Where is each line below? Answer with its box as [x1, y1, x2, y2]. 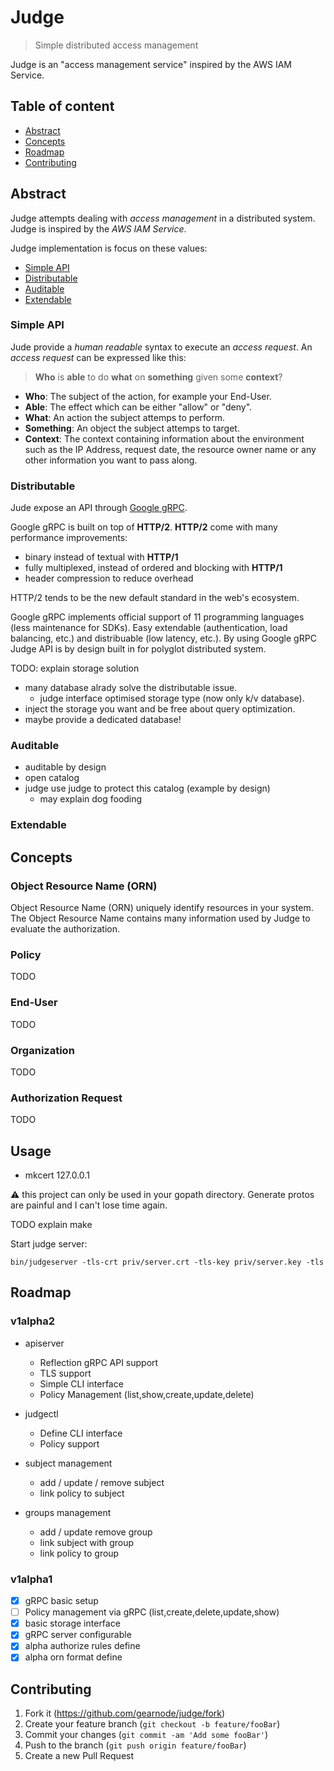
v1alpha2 [10, 1314, 56, 1328]
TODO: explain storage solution [10, 662, 140, 675]
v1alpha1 [10, 1572, 53, 1586]
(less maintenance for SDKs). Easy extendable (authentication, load [10, 622, 288, 634]
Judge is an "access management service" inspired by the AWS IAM [10, 58, 292, 70]
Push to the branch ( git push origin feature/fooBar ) [24, 1739, 247, 1751]
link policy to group [39, 1547, 120, 1559]
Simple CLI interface [39, 1377, 124, 1390]
